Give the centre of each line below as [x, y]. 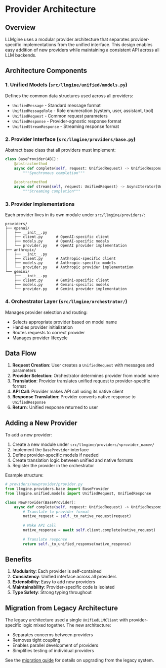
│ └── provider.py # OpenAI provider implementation [66, 246]
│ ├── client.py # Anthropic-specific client [61, 259]
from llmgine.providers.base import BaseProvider [57, 489]
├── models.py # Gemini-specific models [62, 285]
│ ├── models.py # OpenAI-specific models [57, 242]
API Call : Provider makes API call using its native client [68, 392]
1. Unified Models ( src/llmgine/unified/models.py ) [66, 85]
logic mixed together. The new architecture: [67, 625]
